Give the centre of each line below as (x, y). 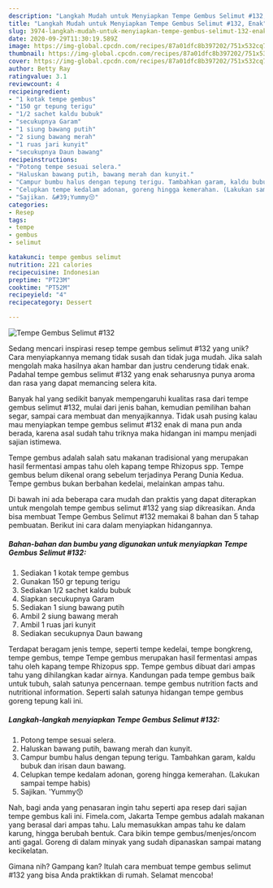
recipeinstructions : (43, 159)
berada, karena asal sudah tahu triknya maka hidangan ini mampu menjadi (133, 433)
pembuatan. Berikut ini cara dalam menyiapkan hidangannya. (110, 525)
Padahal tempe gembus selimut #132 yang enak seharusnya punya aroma (132, 374)
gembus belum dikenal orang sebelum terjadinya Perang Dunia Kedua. (126, 475)
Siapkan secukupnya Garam (67, 599)
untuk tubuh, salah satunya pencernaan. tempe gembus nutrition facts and (133, 683)
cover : (19, 62)
